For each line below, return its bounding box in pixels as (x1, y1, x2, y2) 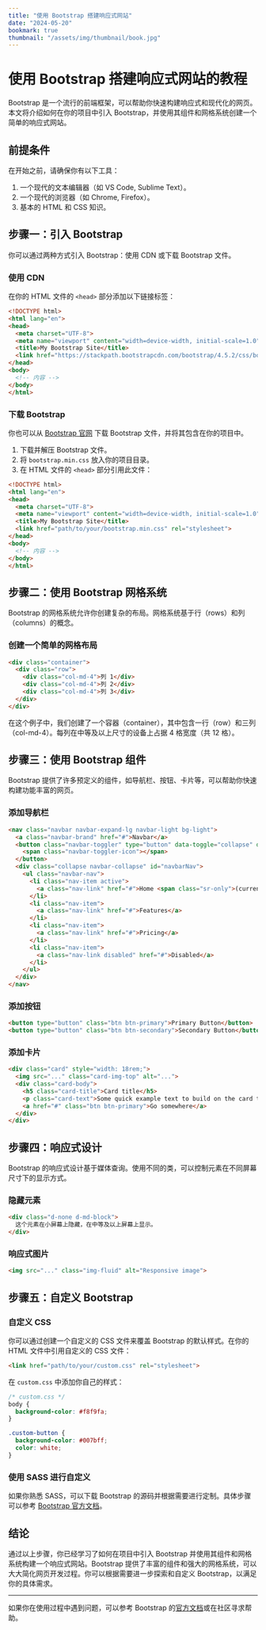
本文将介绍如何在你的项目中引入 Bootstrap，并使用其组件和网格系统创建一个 (8, 108, 257, 117)
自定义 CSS (8, 1316, 51, 1327)
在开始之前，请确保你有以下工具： (8, 166, 120, 175)
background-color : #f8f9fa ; (15, 1407, 108, 1415)
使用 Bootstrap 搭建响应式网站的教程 (8, 71, 248, 88)
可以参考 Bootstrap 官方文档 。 (8, 1501, 107, 1510)
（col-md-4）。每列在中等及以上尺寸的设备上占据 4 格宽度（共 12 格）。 (8, 727, 239, 737)
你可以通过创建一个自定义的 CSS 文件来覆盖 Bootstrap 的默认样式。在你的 (8, 1336, 249, 1346)
